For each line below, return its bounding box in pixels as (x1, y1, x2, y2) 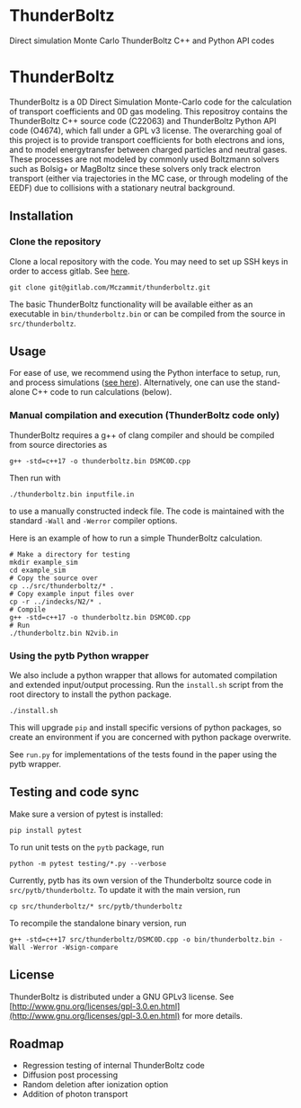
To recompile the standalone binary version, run (9, 917, 187, 928)
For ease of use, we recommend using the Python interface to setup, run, (9, 368, 281, 379)
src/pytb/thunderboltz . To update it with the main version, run (9, 884, 241, 895)
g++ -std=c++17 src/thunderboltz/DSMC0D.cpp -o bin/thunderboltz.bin (9, 934, 276, 944)
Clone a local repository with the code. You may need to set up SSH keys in (9, 255, 288, 266)
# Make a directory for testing (9, 550, 130, 558)
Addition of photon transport (22, 1089, 128, 1100)
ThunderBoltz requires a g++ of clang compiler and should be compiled (9, 429, 275, 441)
